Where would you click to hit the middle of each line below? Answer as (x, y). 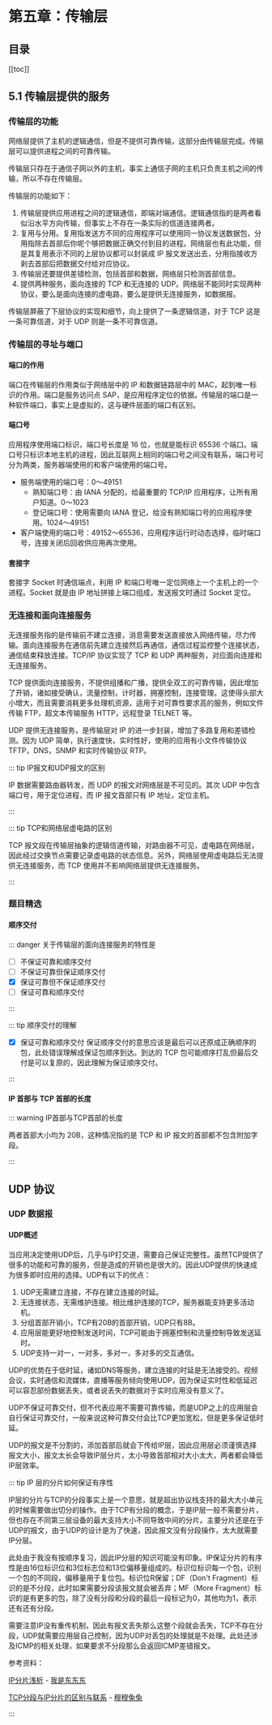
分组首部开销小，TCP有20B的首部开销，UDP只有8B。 (110, 1322)
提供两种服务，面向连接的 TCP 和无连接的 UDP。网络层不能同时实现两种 (140, 284)
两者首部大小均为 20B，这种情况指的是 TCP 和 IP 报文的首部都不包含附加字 (133, 1135)
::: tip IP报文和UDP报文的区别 (57, 768)
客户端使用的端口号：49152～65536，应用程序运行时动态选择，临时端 (137, 533)
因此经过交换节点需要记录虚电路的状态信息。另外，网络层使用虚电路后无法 (132, 855)
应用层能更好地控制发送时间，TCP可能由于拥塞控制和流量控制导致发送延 (140, 1332)
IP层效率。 (26, 1465)
